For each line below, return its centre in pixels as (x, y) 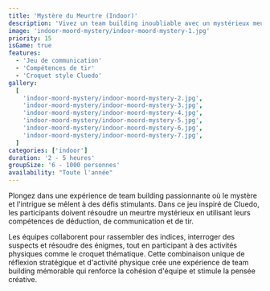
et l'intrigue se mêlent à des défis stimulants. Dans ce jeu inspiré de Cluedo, (134, 204)
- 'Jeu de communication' (59, 61)
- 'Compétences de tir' (55, 68)
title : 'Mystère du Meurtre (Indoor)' (73, 16)
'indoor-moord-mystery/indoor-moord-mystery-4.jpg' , (113, 113)
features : (25, 53)
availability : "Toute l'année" (61, 173)
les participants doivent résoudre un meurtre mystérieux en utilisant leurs (129, 213)
